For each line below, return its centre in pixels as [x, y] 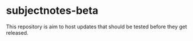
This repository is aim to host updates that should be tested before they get [97, 27]
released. [17, 32]
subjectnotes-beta [52, 11]
